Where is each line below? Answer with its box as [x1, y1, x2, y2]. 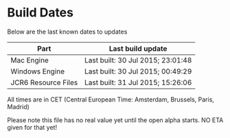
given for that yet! [7, 123, 57, 131]
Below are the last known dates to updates [7, 27, 128, 36]
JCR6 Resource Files [10, 78, 78, 87]
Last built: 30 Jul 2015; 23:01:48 [84, 55, 192, 65]
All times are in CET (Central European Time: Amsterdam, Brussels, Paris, [7, 95, 215, 104]
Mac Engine [10, 55, 49, 65]
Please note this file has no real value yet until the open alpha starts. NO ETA [7, 115, 224, 124]
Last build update [108, 43, 168, 53]
